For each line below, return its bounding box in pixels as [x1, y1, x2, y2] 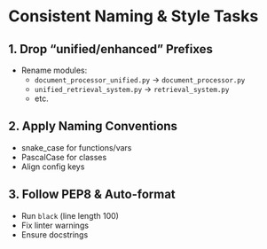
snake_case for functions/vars [20, 142, 132, 152]
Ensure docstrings [20, 229, 89, 240]
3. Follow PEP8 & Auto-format [8, 187, 177, 202]
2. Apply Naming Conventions [8, 119, 178, 134]
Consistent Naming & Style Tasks [8, 6, 259, 27]
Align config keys [20, 161, 85, 172]
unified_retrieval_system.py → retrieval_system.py [34, 84, 230, 94]
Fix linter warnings [20, 220, 90, 230]
